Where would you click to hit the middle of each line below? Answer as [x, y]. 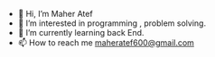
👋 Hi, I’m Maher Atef [55, 14]
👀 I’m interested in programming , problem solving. [112, 23]
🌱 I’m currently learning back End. [81, 33]
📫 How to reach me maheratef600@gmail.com [106, 43]
